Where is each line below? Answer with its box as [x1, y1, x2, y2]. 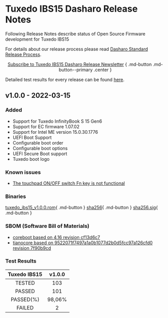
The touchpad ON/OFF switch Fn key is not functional [12, 180, 125, 186]
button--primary [58, 67, 93, 73]
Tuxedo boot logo [12, 156, 50, 162]
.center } [93, 67, 112, 73]
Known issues [5, 168, 41, 176]
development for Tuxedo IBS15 [5, 36, 70, 42]
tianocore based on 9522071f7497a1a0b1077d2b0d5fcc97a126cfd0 [12, 240, 153, 246]
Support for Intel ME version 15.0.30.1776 [12, 129, 98, 135]
